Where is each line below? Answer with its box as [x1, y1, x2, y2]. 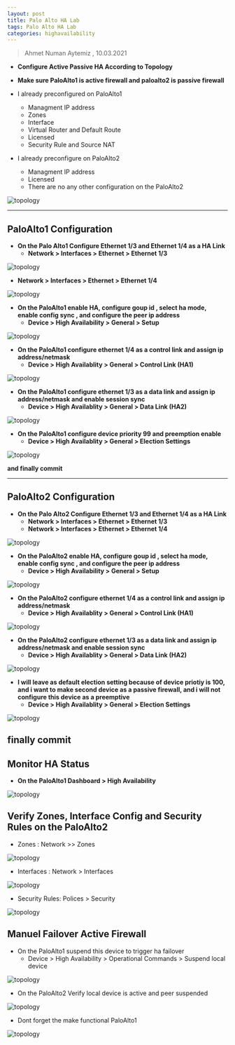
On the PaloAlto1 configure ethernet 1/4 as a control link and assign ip [17, 346, 224, 354]
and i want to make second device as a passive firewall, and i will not [17, 685, 221, 694]
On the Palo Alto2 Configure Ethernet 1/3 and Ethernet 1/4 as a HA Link [17, 510, 227, 518]
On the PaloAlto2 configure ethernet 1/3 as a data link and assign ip [17, 636, 217, 644]
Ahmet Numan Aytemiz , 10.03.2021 [24, 49, 127, 57]
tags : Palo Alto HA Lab [7, 23, 77, 30]
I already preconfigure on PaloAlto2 [17, 154, 120, 163]
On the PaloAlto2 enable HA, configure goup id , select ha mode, [17, 552, 208, 560]
